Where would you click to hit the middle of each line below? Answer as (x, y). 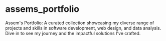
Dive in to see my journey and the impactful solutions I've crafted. (73, 33)
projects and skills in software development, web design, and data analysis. (83, 28)
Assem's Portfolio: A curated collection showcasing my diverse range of (80, 23)
